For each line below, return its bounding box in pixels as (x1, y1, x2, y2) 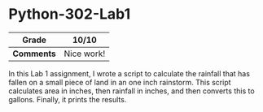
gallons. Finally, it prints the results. (8, 94, 127, 104)
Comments (12, 48, 57, 59)
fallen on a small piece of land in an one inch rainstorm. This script (8, 77, 231, 87)
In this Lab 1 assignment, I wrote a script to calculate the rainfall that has (8, 68, 251, 78)
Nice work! (64, 48, 106, 59)
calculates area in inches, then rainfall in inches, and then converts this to (8, 86, 255, 96)
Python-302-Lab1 (8, 5, 131, 24)
